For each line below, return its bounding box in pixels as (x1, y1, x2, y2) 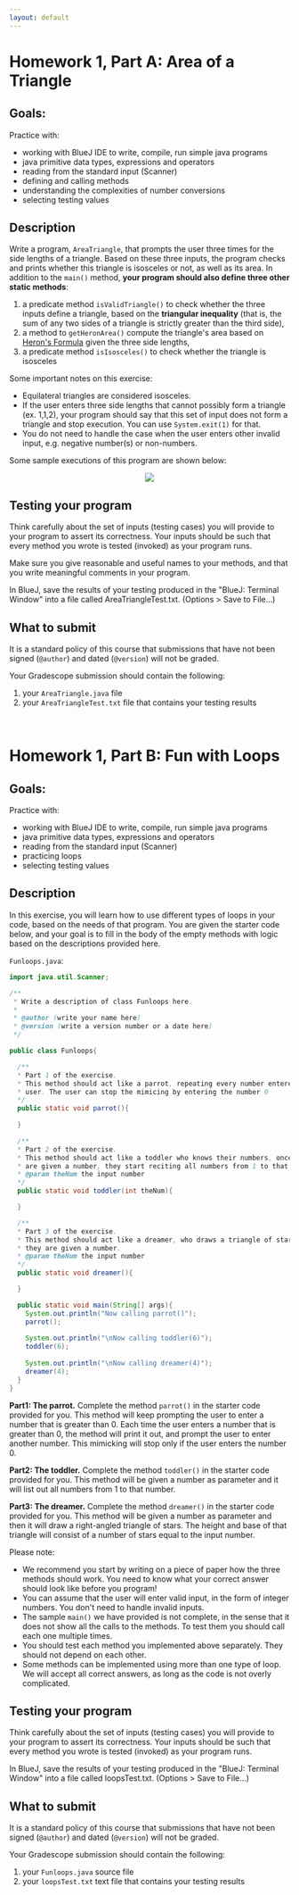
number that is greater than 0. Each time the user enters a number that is (9, 1418, 276, 1429)
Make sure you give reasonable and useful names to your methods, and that (9, 558, 288, 569)
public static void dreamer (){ (17, 1268, 133, 1277)
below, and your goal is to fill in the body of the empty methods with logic (9, 928, 279, 939)
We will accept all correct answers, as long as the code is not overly (21, 1668, 271, 1679)
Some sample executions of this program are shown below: (9, 455, 227, 466)
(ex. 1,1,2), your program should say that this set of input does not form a (21, 410, 288, 420)
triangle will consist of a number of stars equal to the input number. (9, 1529, 255, 1540)
